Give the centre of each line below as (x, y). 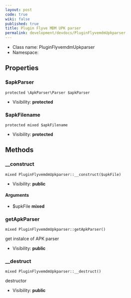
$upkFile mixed (28, 206)
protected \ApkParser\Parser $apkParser (48, 93)
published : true (22, 24)
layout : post (19, 10)
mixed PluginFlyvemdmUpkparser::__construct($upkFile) (63, 174)
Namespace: (25, 52)
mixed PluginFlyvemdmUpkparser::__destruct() (53, 272)
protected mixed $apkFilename (37, 125)
